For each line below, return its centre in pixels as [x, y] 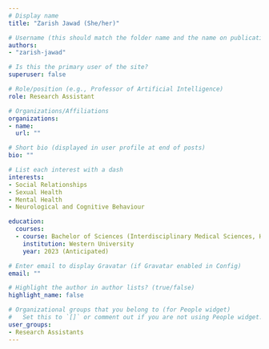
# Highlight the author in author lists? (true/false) [102, 288]
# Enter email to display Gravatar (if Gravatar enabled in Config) [125, 266]
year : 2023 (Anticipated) [66, 251]
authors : [23, 45]
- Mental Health [35, 200]
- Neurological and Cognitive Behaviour [77, 207]
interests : [26, 177]
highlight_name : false [46, 295]
